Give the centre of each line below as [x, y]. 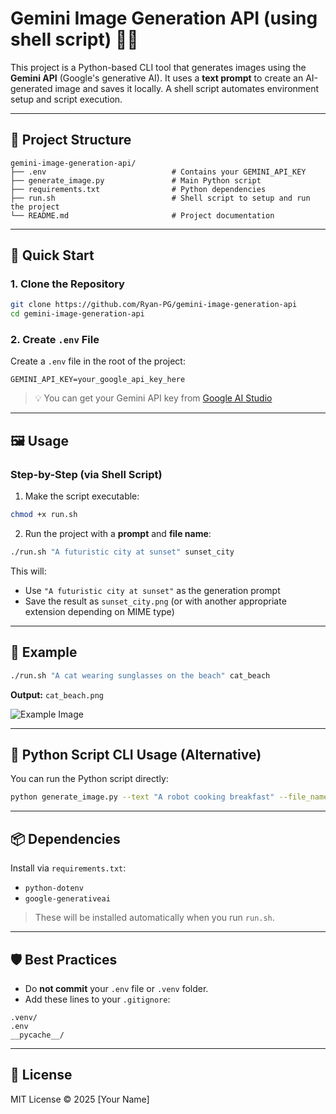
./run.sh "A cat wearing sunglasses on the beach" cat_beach [140, 675]
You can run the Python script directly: [89, 779]
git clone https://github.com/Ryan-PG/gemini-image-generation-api [154, 305]
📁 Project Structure [71, 140]
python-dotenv [54, 888]
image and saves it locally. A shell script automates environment [187, 88]
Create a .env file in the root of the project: [98, 361]
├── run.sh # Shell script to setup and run [160, 198]
